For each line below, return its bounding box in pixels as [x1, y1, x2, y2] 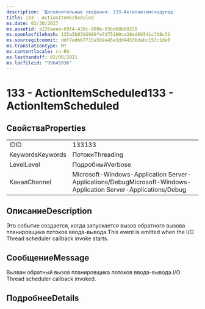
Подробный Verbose [72, 160, 131, 168]
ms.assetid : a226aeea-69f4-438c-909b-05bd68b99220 [6, 26, 138, 32]
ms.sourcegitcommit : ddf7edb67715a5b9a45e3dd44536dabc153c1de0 [6, 37, 171, 43]
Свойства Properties [6, 123, 87, 134]
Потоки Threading [72, 150, 124, 159]
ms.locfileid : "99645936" [6, 60, 72, 66]
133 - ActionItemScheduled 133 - [6, 86, 174, 100]
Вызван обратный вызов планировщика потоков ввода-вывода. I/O [6, 269, 181, 276]
